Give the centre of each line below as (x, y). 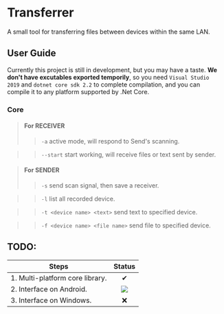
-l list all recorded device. (78, 199)
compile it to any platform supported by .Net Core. (78, 91)
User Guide (32, 53)
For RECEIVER (44, 126)
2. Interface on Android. (49, 289)
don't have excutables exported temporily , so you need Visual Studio (108, 77)
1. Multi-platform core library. (59, 278)
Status (124, 266)
